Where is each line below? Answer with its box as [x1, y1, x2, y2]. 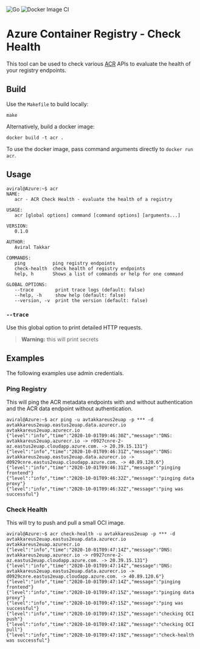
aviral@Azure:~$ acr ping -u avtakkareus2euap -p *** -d [6, 416, 154, 423]
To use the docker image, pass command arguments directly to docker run [6, 145, 193, 152]
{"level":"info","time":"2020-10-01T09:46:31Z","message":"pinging [6, 465, 181, 471]
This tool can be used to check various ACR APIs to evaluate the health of [6, 60, 191, 67]
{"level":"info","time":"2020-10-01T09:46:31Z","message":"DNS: [6, 448, 173, 455]
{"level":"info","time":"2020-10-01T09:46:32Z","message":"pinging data [6, 475, 195, 481]
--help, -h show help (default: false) [14, 292, 126, 298]
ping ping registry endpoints [14, 260, 116, 266]
